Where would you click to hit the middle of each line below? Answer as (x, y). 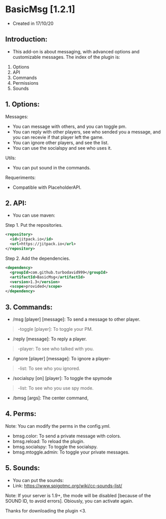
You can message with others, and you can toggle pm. (70, 126)
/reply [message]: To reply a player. (50, 339)
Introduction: (26, 39)
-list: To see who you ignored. (49, 368)
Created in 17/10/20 (33, 23)
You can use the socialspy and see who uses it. (62, 148)
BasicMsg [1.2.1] (40, 9)
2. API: (16, 203)
